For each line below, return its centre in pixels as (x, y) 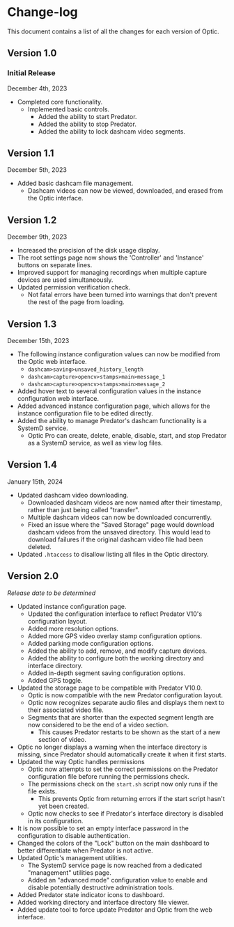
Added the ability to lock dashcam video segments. (112, 131)
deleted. (40, 546)
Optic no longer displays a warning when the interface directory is (112, 747)
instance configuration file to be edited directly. (85, 413)
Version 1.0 (32, 53)
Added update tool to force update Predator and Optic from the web (115, 910)
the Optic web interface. (52, 362)
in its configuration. (55, 821)
